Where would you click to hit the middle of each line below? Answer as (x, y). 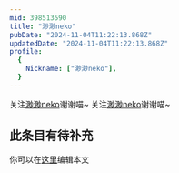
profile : (26, 52)
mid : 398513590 (38, 18)
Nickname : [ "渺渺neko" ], (71, 69)
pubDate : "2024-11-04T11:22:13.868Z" (81, 35)
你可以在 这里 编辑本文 (49, 159)
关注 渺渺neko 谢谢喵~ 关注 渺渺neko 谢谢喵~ (90, 104)
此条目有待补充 (51, 136)
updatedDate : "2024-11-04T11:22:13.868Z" (89, 43)
